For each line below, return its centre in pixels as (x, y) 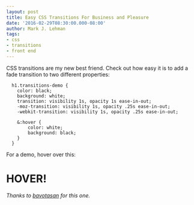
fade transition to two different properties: (58, 74)
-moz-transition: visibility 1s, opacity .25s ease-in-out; (94, 106)
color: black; (35, 91)
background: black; (52, 133)
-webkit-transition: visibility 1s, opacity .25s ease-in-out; (98, 112)
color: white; (45, 127)
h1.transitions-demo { (40, 85)
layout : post (23, 12)
